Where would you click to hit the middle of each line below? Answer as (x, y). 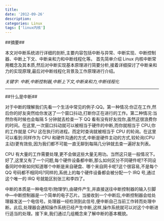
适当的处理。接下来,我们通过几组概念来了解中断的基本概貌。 (70, 214)
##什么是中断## (21, 97)
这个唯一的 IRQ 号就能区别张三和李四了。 (46, 179)
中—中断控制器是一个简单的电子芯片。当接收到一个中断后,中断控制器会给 (79, 195)
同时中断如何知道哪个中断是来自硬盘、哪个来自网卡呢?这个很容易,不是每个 (84, 167)
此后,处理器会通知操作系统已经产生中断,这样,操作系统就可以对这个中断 (84, 208)
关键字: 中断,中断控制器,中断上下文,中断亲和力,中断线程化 (62, 82)
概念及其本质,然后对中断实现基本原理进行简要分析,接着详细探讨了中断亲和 (83, 65)
